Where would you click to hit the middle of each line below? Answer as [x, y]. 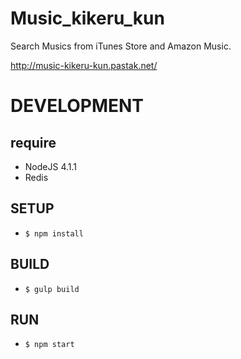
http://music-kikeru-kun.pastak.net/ [84, 65]
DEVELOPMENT [77, 106]
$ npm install [54, 233]
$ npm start [49, 345]
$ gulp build [52, 289]
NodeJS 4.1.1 [50, 166]
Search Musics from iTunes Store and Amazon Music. [121, 46]
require [33, 142]
